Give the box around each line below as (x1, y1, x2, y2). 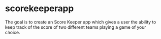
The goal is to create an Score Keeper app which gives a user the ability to (5, 19, 156, 25)
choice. (5, 29, 21, 35)
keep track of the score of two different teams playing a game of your (5, 24, 146, 30)
